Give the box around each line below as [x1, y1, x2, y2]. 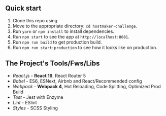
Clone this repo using [12, 17, 57, 23]
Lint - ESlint [12, 99, 37, 105]
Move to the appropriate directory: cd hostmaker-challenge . [12, 23, 138, 29]
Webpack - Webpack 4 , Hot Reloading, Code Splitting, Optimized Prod [12, 83, 161, 89]
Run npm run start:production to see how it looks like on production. [12, 44, 157, 50]
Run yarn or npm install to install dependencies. [12, 28, 114, 34]
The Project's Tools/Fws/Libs [5, 59, 100, 68]
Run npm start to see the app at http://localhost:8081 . [12, 33, 129, 40]
